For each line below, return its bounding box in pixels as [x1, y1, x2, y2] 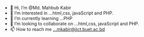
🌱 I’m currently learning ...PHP [10, 15, 73, 21]
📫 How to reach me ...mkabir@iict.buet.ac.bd [10, 26, 105, 32]
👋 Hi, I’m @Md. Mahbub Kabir [10, 5, 71, 10]
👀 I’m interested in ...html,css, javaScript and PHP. [10, 10, 114, 16]
